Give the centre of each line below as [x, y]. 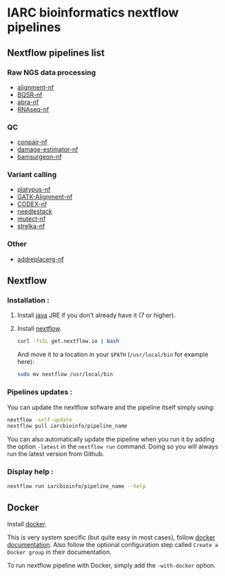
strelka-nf [31, 226]
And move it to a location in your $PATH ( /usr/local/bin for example [112, 354]
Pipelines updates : [40, 392]
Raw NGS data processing [52, 72]
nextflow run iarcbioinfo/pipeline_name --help [77, 486]
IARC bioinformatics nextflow [93, 13]
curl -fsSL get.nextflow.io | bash [68, 341]
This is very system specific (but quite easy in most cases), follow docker [111, 537]
